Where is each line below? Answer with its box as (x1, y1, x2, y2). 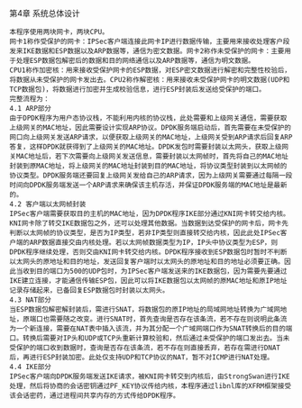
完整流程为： (9, 95, 50, 104)
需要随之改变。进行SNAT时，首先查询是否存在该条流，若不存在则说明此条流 (49, 314, 288, 323)
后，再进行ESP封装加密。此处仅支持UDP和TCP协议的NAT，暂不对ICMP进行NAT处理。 (9, 353, 274, 362)
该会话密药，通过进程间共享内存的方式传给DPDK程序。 (9, 391, 180, 400)
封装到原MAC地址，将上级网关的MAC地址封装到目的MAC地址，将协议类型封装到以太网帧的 (9, 161, 288, 170)
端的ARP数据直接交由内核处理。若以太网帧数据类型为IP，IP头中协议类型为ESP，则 (15, 238, 278, 247)
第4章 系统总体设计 (9, 8, 80, 18)
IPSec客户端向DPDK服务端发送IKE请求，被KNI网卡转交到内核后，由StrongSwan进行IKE (9, 372, 290, 381)
